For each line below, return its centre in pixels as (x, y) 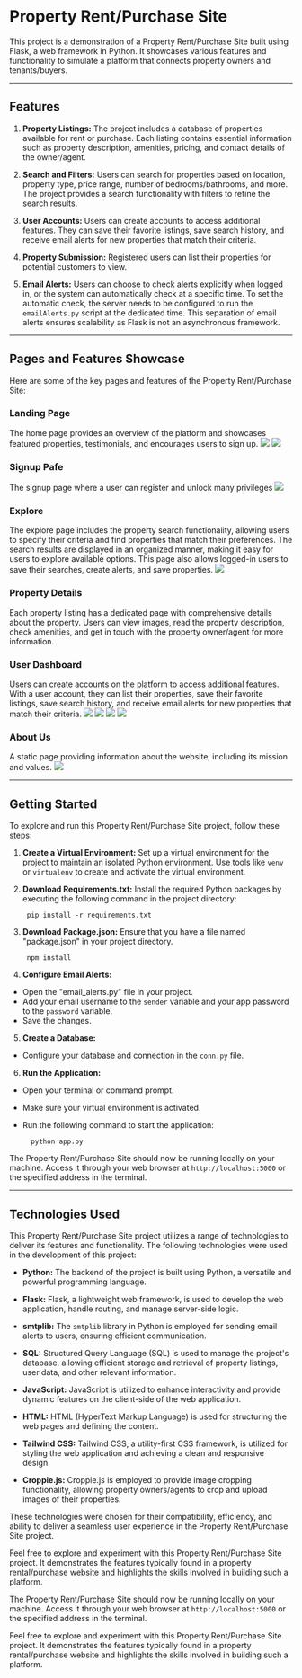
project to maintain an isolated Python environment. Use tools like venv (153, 862)
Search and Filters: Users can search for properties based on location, (154, 174)
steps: (21, 835)
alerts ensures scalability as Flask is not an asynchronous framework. (151, 322)
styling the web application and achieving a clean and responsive (143, 1452)
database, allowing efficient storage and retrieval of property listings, (150, 1363)
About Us (30, 737)
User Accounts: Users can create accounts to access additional (141, 220)
